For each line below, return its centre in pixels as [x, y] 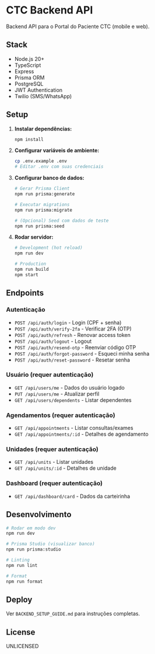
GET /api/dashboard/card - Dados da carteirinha [72, 496]
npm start [27, 275]
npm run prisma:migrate [43, 210]
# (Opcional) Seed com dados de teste [61, 221]
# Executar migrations [42, 204]
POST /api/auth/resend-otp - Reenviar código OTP [75, 347]
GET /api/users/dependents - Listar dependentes [73, 400]
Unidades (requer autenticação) [52, 449]
